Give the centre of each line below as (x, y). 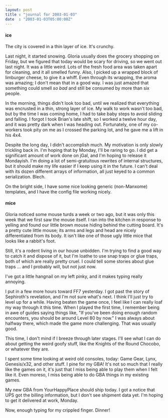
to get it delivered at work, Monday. (42, 400)
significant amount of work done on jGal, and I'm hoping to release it (76, 155)
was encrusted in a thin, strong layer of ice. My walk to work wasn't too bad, (84, 108)
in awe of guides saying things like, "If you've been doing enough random (81, 312)
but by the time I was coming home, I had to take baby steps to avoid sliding (84, 114)
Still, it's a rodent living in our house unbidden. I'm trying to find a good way (83, 251)
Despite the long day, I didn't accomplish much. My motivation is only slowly (84, 145)
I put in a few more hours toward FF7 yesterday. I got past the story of (77, 291)
